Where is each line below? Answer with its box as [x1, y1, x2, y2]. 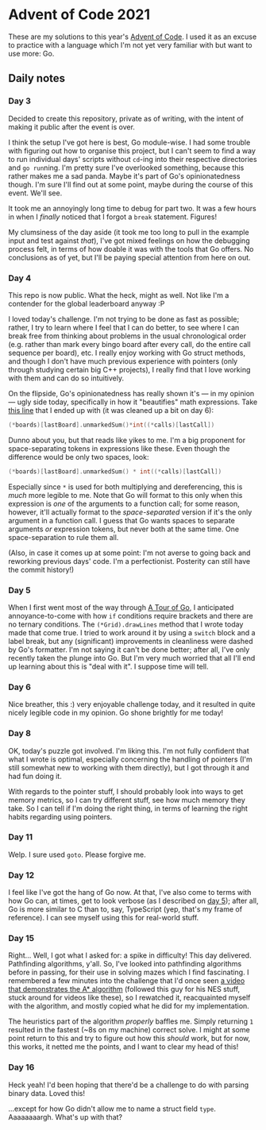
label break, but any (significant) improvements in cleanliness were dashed [8, 636, 253, 646]
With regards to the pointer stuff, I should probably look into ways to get [8, 786, 244, 796]
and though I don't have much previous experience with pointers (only [8, 356, 238, 366]
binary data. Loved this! [8, 1088, 86, 1097]
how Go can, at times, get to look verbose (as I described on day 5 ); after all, [8, 896, 259, 906]
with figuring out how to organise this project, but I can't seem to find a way [8, 145, 256, 156]
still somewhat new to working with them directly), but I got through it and [8, 762, 250, 772]
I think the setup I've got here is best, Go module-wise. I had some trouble [8, 137, 251, 147]
